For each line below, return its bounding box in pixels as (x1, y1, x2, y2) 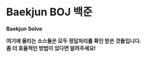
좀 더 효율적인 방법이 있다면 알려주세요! (6, 45, 96, 52)
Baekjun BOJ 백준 (6, 5, 93, 19)
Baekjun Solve (6, 25, 43, 32)
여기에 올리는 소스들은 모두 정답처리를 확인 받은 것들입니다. (6, 37, 142, 44)
